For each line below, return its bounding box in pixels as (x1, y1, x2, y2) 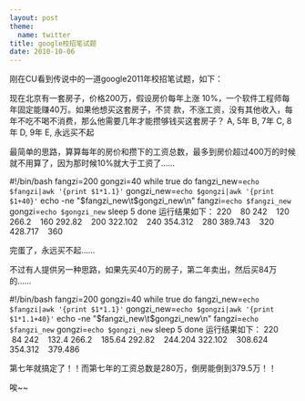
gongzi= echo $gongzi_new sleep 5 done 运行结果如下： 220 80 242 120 (9, 206, 290, 217)
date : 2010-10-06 (9, 47, 76, 57)
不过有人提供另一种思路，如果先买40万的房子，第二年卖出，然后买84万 (9, 264, 278, 275)
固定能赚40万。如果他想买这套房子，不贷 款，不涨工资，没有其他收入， (16, 104, 285, 115)
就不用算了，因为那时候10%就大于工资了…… (9, 158, 176, 169)
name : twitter (17, 30, 71, 39)
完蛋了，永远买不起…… (9, 245, 96, 256)
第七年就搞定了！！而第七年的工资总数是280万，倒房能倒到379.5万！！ (9, 363, 277, 374)
